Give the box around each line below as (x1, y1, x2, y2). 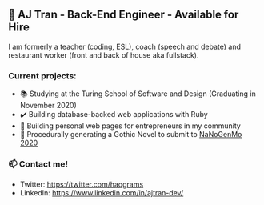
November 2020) (19, 101, 78, 111)
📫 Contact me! (8, 159, 69, 170)
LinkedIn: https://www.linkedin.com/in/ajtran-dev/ (19, 188, 184, 198)
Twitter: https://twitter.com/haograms (19, 179, 144, 189)
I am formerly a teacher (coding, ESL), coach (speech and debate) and (8, 42, 242, 51)
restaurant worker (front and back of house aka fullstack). (8, 50, 199, 60)
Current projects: (8, 70, 78, 81)
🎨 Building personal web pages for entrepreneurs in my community (19, 121, 242, 131)
